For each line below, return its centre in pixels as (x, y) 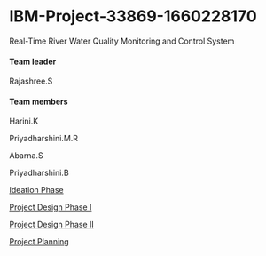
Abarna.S (26, 156)
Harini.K (24, 121)
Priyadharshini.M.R (43, 139)
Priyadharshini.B (39, 173)
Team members (39, 101)
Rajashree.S (31, 81)
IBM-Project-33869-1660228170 (133, 16)
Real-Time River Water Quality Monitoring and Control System (122, 41)
